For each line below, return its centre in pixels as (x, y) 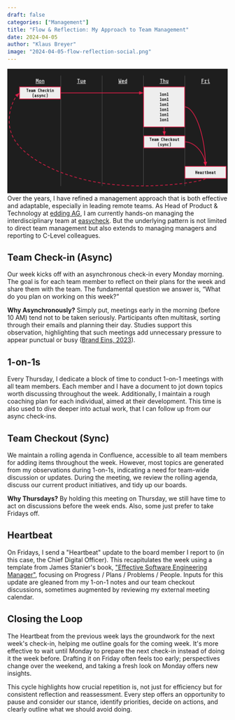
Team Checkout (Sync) (58, 438)
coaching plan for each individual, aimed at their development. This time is (114, 401)
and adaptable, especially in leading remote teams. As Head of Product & (113, 205)
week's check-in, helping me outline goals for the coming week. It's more (113, 643)
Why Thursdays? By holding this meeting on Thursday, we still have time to (116, 498)
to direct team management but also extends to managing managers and (112, 228)
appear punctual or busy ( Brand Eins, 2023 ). (71, 340)
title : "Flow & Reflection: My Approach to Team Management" (98, 29)
